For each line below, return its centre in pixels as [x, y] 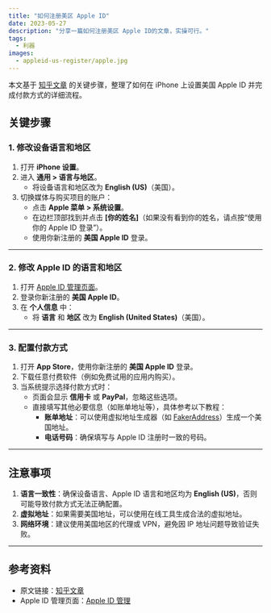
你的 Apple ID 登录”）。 [69, 227]
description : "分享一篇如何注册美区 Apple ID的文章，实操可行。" [109, 31]
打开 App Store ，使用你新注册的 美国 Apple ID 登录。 [108, 367]
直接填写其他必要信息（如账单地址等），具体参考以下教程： [129, 407]
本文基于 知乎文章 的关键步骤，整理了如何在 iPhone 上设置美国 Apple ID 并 [132, 85]
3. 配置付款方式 [38, 348]
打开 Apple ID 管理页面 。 [61, 286]
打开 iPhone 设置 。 [52, 167]
